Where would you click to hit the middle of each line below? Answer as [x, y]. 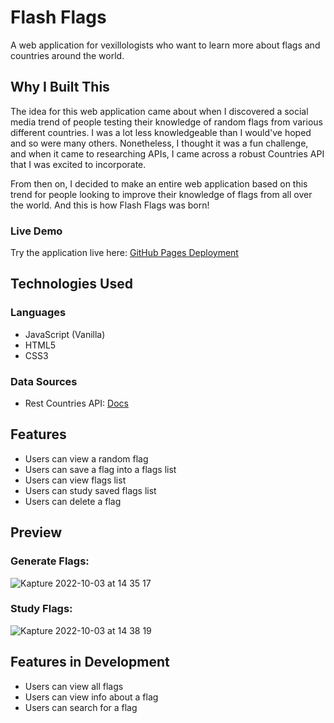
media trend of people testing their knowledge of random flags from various [166, 122]
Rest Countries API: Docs [76, 403]
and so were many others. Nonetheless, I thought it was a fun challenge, [159, 143]
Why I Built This [60, 87]
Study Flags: [41, 609]
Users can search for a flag [81, 707]
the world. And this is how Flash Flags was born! [110, 205]
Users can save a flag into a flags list [100, 469]
